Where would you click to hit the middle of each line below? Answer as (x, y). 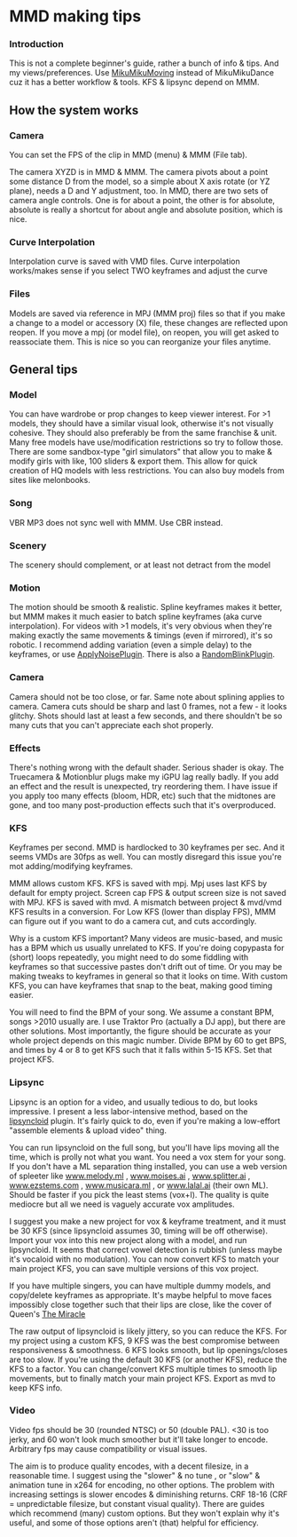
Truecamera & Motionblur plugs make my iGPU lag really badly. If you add (144, 776)
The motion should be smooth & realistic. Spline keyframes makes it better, (146, 607)
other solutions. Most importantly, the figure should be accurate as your (141, 1031)
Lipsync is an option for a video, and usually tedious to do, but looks (134, 1102)
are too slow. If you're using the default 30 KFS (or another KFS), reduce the (148, 1359)
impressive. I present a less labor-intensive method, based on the (129, 1111)
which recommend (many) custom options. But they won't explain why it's (145, 1513)
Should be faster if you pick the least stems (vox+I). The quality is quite (139, 1194)
